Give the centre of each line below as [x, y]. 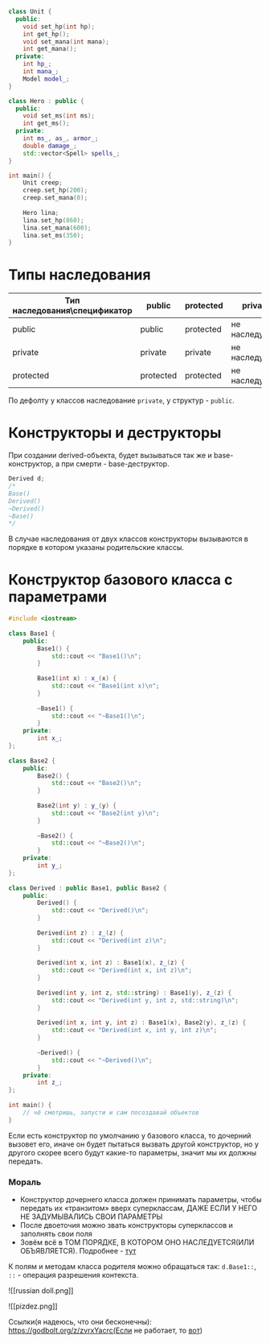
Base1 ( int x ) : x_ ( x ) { [77, 679]
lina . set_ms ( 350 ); [53, 235]
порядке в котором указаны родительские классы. [96, 548]
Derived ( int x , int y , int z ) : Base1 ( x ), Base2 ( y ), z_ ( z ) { [142, 1023]
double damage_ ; [50, 146]
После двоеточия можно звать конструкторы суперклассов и [126, 1225]
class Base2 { [32, 761]
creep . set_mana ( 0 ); [55, 198]
